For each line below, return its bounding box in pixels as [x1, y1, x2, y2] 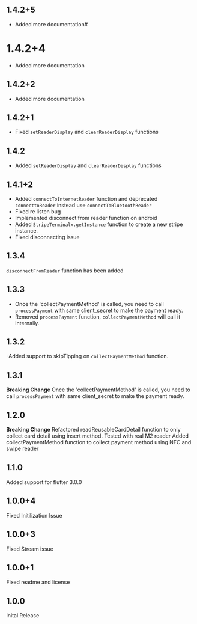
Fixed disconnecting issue [14, 234, 80, 240]
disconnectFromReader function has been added [6, 267, 124, 274]
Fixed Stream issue [6, 545, 54, 552]
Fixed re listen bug [14, 208, 61, 215]
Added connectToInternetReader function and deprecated [14, 195, 158, 202]
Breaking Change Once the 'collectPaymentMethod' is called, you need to [6, 386, 190, 393]
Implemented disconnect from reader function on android [14, 215, 157, 221]
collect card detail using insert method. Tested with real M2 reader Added [6, 432, 189, 439]
